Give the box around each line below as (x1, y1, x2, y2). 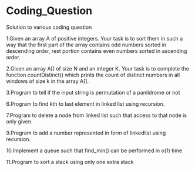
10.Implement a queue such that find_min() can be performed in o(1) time (6, 147, 183, 154)
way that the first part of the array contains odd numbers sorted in (6, 41, 166, 48)
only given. (6, 118, 33, 125)
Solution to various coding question (6, 24, 92, 31)
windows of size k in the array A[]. (6, 78, 89, 85)
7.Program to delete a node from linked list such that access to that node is (6, 112, 187, 119)
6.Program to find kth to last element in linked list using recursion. (6, 100, 165, 107)
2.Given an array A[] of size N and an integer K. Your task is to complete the (6, 65, 190, 72)
